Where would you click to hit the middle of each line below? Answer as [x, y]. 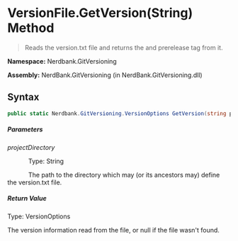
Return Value [27, 199]
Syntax [23, 97]
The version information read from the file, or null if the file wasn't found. [113, 230]
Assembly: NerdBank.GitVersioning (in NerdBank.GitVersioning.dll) [105, 75]
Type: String [46, 161]
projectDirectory [31, 147]
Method [31, 28]
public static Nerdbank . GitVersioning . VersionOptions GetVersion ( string [117, 113]
